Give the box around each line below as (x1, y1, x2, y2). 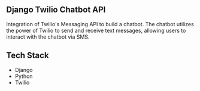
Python (14, 73, 33, 80)
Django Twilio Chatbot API (6, 5, 106, 15)
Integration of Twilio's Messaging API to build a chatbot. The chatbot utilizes (6, 20, 195, 27)
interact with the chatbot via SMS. (6, 33, 90, 40)
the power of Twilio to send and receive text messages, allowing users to (6, 27, 186, 34)
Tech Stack (6, 51, 49, 61)
